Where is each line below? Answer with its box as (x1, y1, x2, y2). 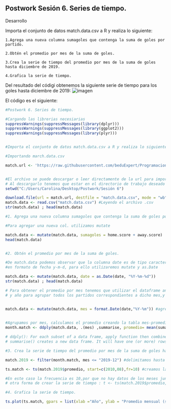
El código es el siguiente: (5, 97, 58, 104)
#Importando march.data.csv (5, 154, 65, 159)
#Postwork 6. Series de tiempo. (5, 107, 74, 112)
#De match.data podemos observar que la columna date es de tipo (5, 260, 147, 265)
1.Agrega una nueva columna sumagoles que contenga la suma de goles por (5, 37, 165, 42)
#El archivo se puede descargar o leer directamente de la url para (5, 176, 154, 182)
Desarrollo (5, 17, 27, 23)
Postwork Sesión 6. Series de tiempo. (5, 4, 127, 13)
